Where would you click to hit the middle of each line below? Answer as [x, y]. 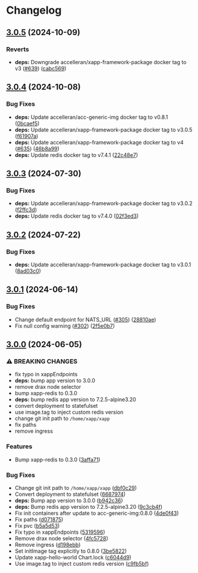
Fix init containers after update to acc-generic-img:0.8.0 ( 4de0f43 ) [97, 513]
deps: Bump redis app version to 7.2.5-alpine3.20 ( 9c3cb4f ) [89, 506]
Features [19, 446]
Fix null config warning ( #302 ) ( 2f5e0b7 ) [65, 326]
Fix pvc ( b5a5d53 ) [37, 525]
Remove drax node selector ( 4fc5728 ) [62, 538]
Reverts [18, 49]
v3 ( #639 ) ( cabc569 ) [40, 68]
